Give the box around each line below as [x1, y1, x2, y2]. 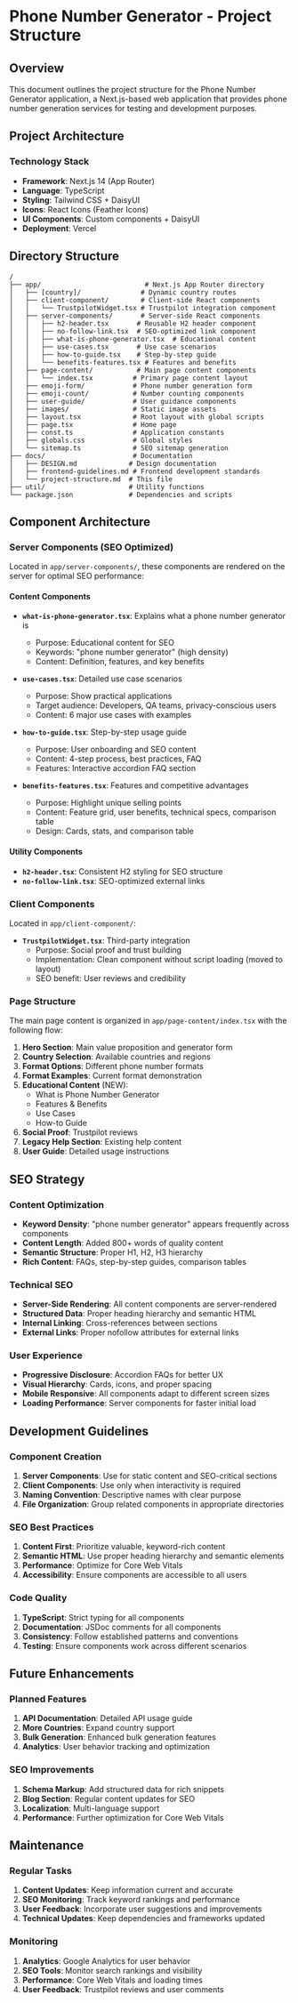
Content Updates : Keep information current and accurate [21, 1885, 234, 1895]
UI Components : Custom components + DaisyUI [21, 213, 200, 224]
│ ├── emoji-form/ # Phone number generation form [9, 381, 253, 390]
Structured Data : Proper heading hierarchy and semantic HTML [21, 1308, 256, 1319]
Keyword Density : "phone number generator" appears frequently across [21, 1219, 290, 1229]
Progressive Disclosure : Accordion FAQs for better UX [21, 1370, 224, 1380]
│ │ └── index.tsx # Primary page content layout [9, 374, 249, 382]
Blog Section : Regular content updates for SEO [21, 1793, 196, 1804]
